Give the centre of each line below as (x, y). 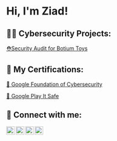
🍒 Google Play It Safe (33, 96)
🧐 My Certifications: (45, 70)
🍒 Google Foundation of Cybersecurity (55, 84)
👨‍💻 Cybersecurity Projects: (59, 34)
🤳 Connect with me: (44, 115)
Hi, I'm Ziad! (37, 11)
